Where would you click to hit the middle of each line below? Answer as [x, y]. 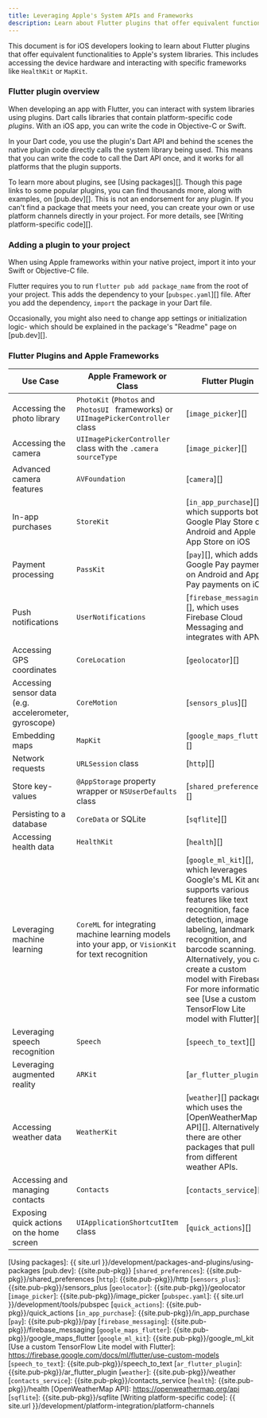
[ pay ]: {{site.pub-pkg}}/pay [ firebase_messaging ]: [89, 1322]
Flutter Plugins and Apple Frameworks [84, 356]
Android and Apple [221, 532]
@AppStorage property [116, 782]
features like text [217, 899]
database [30, 824]
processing [33, 575]
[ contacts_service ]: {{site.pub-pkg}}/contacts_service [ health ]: [112, 1381]
